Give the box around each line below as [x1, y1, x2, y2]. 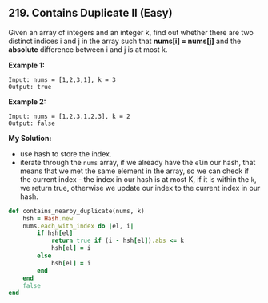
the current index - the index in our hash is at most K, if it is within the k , [19, 174, 258, 184]
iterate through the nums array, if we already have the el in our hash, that [19, 157, 256, 167]
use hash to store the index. [19, 148, 112, 159]
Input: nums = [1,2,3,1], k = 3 [8, 75, 116, 83]
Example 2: [8, 96, 46, 107]
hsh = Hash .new [22, 214, 74, 223]
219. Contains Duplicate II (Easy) [8, 6, 174, 20]
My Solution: [8, 133, 52, 143]
